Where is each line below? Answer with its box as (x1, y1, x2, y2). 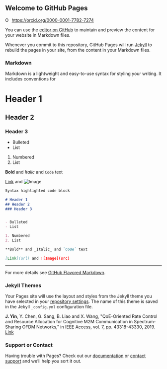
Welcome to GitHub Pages (5, 4, 88, 12)
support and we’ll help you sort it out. (5, 358, 82, 364)
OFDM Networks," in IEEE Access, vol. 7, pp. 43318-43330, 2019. (22, 324, 156, 330)
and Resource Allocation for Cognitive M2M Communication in (5, 319, 133, 325)
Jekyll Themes (5, 282, 42, 289)
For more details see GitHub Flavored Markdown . (5, 269, 106, 275)
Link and (5, 178, 23, 184)
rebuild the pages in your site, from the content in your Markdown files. (5, 47, 151, 53)
